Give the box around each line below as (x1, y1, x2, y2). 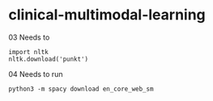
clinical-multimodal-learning (8, 6, 207, 24)
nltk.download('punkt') (8, 55, 89, 63)
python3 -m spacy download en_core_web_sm (8, 85, 154, 93)
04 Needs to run (8, 69, 63, 78)
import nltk (8, 48, 49, 56)
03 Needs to (8, 32, 50, 42)
